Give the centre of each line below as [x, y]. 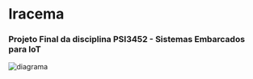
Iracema [36, 14]
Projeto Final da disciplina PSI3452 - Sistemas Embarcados [126, 39]
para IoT [25, 49]
